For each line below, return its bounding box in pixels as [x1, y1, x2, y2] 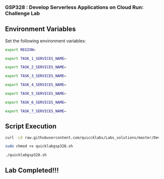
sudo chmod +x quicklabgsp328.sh [5, 144, 73, 149]
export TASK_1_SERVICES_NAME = [5, 56, 67, 61]
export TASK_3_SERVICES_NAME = [5, 73, 67, 79]
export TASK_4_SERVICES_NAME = [5, 82, 67, 88]
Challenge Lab [5, 10, 40, 17]
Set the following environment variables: [5, 38, 86, 44]
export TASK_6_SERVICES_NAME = [5, 100, 67, 105]
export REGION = [5, 47, 36, 52]
